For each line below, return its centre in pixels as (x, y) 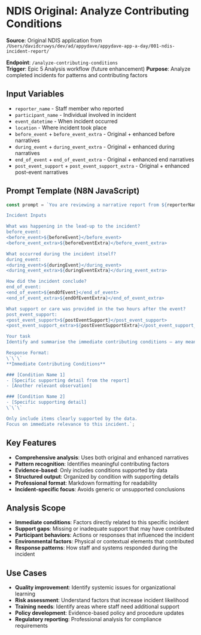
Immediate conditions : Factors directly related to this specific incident (102, 522)
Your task (19, 337)
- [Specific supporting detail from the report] (68, 380)
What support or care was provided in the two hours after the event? (96, 309)
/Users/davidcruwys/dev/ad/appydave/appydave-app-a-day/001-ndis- (91, 46)
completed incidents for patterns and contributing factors (77, 75)
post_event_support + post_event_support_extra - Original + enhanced (102, 165)
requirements (31, 626)
